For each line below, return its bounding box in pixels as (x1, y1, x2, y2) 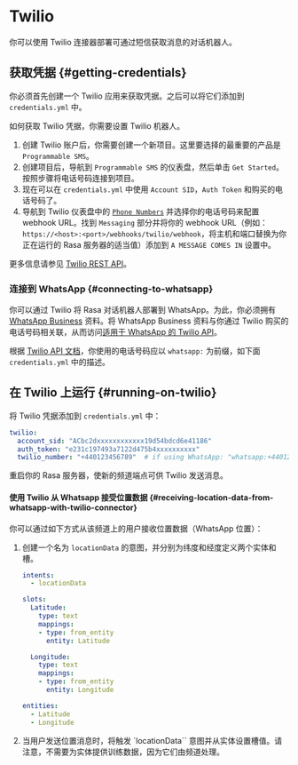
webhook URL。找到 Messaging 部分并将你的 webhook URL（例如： (21, 217, 269, 227)
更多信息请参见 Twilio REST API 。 (9, 258, 131, 268)
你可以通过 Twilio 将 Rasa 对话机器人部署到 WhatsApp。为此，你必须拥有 (9, 305, 277, 315)
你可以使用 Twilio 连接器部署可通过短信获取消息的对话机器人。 (9, 36, 238, 47)
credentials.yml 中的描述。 (9, 357, 111, 368)
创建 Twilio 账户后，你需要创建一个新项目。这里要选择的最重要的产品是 (21, 139, 281, 150)
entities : (21, 701, 59, 710)
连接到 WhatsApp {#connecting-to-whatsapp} (9, 283, 214, 295)
